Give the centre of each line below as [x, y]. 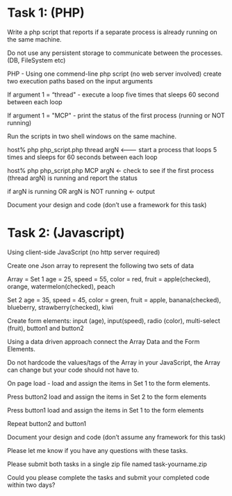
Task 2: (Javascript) [66, 233]
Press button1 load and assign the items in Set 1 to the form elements [106, 410]
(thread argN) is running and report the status [72, 178]
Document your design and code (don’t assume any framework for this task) [116, 437]
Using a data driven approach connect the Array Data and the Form [103, 341]
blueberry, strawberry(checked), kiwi [60, 307]
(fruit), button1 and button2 [46, 328]
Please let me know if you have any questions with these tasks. [98, 450]
